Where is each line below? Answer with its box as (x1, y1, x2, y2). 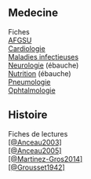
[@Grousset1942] (8, 163, 65, 172)
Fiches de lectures (8, 129, 68, 138)
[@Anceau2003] (8, 137, 62, 147)
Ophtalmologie (8, 86, 56, 95)
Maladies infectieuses (8, 52, 79, 61)
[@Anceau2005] (8, 145, 62, 155)
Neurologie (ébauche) (8, 60, 79, 70)
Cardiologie (8, 43, 45, 53)
